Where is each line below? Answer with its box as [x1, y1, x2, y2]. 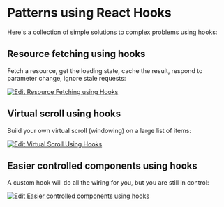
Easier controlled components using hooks [7, 160, 197, 171]
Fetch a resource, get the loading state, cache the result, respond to [7, 66, 203, 75]
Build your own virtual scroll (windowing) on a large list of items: [7, 126, 192, 135]
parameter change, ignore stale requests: [7, 74, 126, 82]
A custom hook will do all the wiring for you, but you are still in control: [7, 178, 209, 187]
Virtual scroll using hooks [7, 108, 121, 120]
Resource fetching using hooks [7, 48, 146, 60]
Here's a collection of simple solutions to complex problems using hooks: [7, 28, 218, 36]
